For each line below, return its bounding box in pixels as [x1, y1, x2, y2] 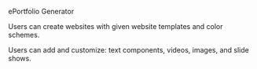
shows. [8, 54, 31, 63]
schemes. [8, 31, 40, 39]
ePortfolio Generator [8, 7, 75, 16]
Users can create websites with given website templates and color [8, 22, 223, 31]
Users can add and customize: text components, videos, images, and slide [8, 45, 249, 54]
